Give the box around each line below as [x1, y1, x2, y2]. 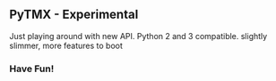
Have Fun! [9, 62, 55, 75]
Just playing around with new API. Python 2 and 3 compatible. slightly [9, 30, 268, 41]
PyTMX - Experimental [9, 7, 139, 22]
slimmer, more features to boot [9, 40, 124, 51]
